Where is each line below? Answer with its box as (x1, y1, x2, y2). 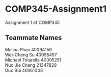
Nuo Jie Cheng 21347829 (5, 62, 57, 68)
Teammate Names (5, 34, 62, 42)
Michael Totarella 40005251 (5, 57, 61, 63)
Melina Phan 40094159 (5, 46, 52, 52)
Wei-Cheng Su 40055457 (5, 52, 57, 58)
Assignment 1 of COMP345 (5, 19, 60, 25)
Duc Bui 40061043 (5, 67, 43, 73)
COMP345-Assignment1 (5, 3, 107, 15)
